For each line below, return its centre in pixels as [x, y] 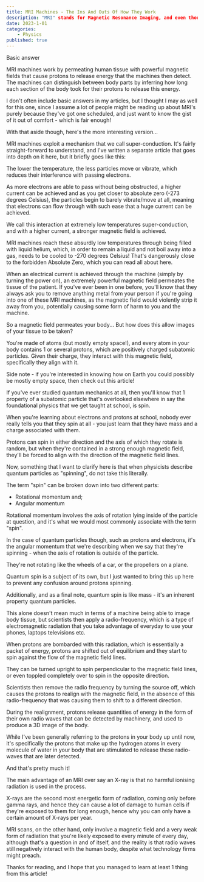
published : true [27, 40]
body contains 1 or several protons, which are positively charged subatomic [101, 349]
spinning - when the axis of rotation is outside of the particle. [83, 553]
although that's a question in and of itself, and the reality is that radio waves [101, 842]
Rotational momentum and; [49, 497]
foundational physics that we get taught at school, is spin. [78, 405]
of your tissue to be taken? [40, 331]
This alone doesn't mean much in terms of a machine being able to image [98, 613]
